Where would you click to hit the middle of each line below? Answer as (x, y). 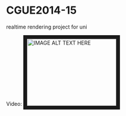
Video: (14, 104)
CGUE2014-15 (42, 10)
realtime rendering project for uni (47, 27)
